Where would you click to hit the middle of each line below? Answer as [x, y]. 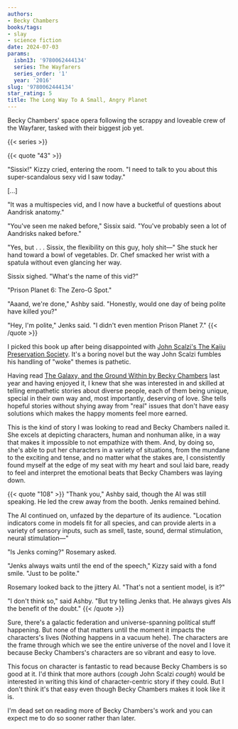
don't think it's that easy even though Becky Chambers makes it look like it [117, 689]
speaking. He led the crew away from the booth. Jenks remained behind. [114, 502]
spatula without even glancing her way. [65, 262]
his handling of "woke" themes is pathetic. [69, 362]
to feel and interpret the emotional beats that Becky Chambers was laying [115, 472]
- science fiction [34, 41]
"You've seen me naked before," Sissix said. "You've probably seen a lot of [117, 226]
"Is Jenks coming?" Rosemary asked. [62, 552]
